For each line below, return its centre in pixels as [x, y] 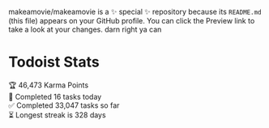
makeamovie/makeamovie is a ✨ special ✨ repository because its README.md [135, 12]
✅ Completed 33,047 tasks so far [64, 105]
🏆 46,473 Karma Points [49, 85]
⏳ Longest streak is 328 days [58, 115]
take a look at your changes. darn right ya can [85, 29]
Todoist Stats [54, 62]
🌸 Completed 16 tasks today [55, 96]
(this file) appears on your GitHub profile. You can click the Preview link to [132, 21]
